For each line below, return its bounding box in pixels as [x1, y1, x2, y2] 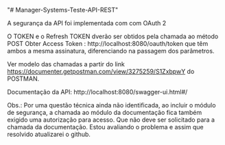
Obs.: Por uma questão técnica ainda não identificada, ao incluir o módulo [7, 101, 216, 109]
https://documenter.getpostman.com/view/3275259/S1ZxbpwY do [7, 68, 195, 75]
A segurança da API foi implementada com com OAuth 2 [7, 19, 167, 27]
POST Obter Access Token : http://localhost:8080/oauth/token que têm [7, 40, 209, 47]
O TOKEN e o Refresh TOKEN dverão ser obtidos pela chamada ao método [7, 32, 219, 40]
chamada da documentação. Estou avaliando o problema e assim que [7, 123, 204, 131]
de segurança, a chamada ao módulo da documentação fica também [7, 109, 202, 116]
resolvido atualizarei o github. [7, 130, 91, 138]
